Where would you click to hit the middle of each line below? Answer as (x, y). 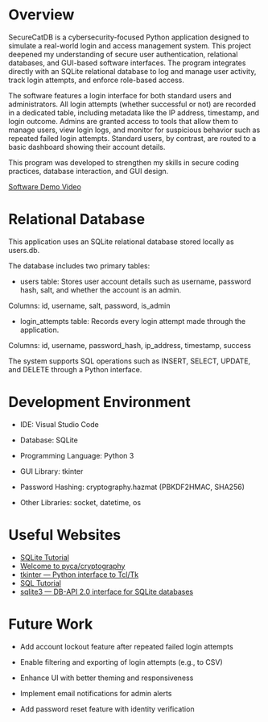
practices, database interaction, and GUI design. (89, 171)
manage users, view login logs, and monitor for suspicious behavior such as (134, 130)
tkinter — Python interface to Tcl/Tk (79, 575)
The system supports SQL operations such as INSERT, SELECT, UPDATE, (130, 361)
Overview (41, 15)
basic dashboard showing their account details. (87, 147)
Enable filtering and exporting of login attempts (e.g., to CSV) (121, 662)
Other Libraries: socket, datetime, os (80, 502)
